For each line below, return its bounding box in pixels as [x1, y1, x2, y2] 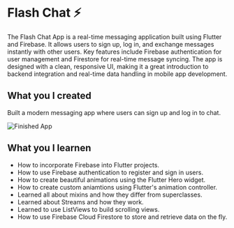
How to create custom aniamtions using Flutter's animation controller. [17, 183, 218, 191]
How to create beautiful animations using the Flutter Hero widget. [17, 175, 206, 184]
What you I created [7, 90, 92, 102]
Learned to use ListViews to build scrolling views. [17, 205, 160, 213]
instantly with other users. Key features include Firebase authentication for [7, 47, 222, 56]
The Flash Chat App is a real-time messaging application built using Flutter [7, 32, 222, 41]
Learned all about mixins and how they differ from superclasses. [17, 190, 203, 199]
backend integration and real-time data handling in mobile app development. [7, 70, 228, 78]
